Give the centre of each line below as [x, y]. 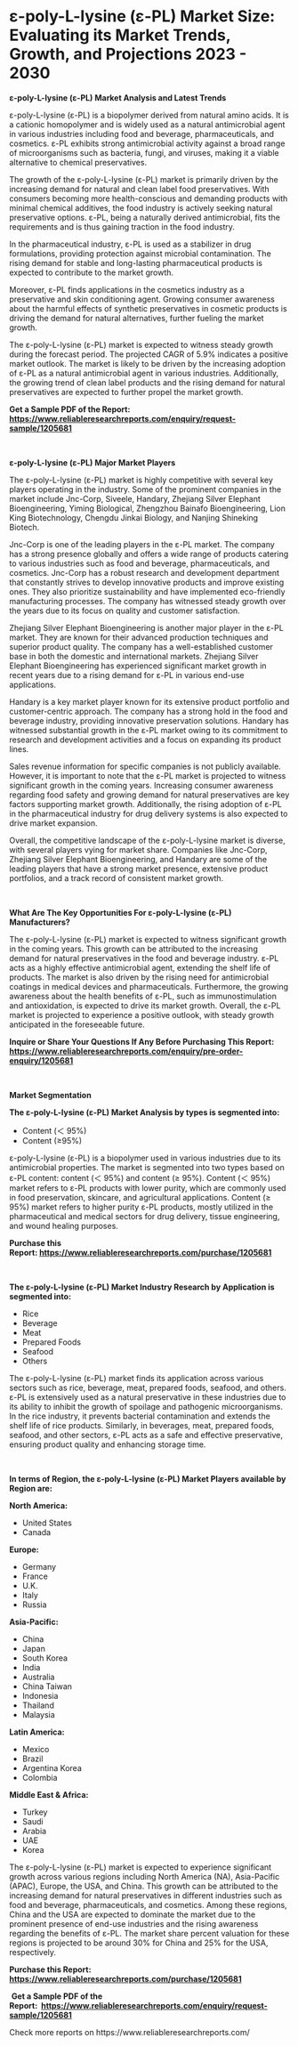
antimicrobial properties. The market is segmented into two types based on [147, 1167]
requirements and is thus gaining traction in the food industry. [122, 226]
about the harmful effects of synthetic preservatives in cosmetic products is [148, 308]
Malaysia [38, 1714]
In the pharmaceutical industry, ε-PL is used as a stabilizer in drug [130, 244]
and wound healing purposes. [64, 1225]
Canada [36, 1532]
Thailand [38, 1705]
